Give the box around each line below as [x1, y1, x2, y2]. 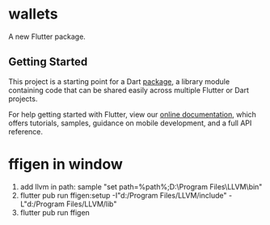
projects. [8, 94, 38, 104]
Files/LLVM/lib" [65, 199, 117, 209]
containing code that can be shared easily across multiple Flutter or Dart [8, 85, 249, 95]
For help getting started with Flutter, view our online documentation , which [8, 109, 257, 119]
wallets [8, 5, 58, 23]
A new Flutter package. [8, 32, 86, 41]
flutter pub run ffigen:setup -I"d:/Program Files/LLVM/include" [19, 190, 228, 200]
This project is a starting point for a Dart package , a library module [8, 76, 230, 86]
